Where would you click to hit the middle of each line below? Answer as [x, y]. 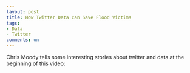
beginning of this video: [36, 63]
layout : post [23, 12]
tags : [13, 23]
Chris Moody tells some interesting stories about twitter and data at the [95, 57]
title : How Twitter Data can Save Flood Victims [69, 17]
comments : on [23, 40]
